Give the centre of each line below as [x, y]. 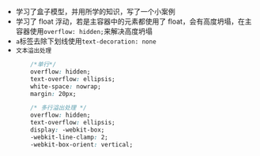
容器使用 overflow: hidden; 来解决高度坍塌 [84, 31]
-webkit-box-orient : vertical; [82, 144]
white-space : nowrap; [66, 86]
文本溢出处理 [34, 50]
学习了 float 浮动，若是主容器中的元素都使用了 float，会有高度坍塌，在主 [134, 21]
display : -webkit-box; [68, 130]
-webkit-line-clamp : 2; [69, 137]
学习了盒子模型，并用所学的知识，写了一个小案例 [95, 11]
